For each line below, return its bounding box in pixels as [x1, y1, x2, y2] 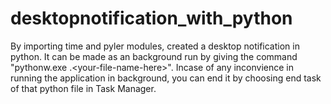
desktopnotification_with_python [10, 7, 293, 30]
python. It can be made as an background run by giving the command [10, 50, 298, 62]
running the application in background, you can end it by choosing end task [10, 72, 322, 84]
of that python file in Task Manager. [10, 82, 157, 94]
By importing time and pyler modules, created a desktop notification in [10, 40, 300, 52]
